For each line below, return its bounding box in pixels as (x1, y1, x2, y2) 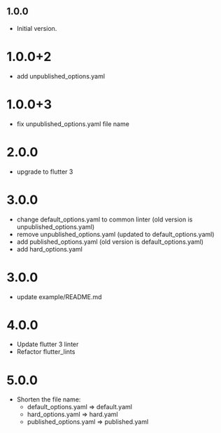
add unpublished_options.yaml (16, 71, 106, 80)
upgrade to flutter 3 (16, 167, 73, 176)
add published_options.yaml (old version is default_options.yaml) (16, 238, 204, 246)
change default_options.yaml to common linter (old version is (16, 215, 193, 224)
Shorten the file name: (16, 395, 81, 404)
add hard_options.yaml (16, 245, 83, 253)
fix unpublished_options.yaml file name (16, 119, 130, 128)
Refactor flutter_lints (16, 348, 76, 356)
